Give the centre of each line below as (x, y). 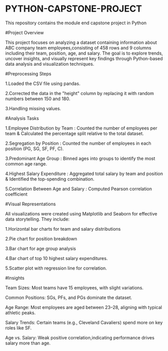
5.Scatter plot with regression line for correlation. (56, 268)
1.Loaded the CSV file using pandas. (43, 83)
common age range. (26, 164)
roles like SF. (18, 328)
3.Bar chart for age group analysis (41, 248)
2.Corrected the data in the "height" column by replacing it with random (80, 93)
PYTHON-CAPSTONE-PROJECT (74, 9)
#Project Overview (24, 32)
